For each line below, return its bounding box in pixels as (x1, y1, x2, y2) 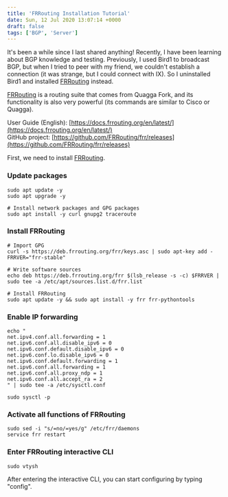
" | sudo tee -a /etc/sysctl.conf (7, 382, 106, 389)
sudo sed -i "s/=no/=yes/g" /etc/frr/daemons (7, 426, 139, 432)
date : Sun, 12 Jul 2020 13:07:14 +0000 (7, 16, 122, 23)
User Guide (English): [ (7, 118, 71, 127)
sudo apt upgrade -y (7, 192, 67, 199)
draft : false (7, 23, 45, 30)
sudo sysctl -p (7, 394, 51, 401)
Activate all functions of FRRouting (7, 410, 126, 419)
